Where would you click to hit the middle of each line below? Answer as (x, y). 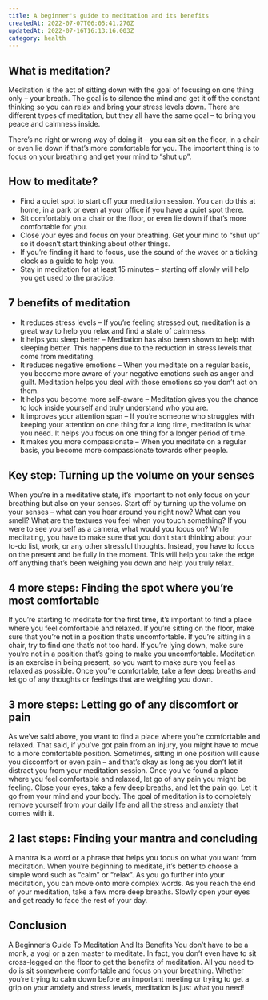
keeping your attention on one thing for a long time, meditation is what (136, 424)
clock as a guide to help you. (67, 261)
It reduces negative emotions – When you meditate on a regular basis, (135, 365)
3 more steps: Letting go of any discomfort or (124, 704)
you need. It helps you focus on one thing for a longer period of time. (134, 433)
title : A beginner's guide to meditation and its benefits (109, 16)
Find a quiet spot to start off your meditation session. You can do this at (138, 200)
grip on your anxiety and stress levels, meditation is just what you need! (126, 987)
